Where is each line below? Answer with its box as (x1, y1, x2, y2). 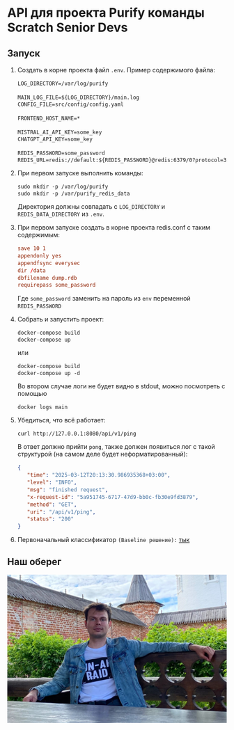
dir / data (17, 267, 47, 274)
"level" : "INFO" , (26, 479, 77, 486)
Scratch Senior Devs (7, 19, 128, 35)
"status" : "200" (26, 516, 75, 523)
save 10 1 (17, 245, 47, 252)
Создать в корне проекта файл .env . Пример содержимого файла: (17, 66, 216, 74)
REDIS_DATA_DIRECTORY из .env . (17, 210, 104, 218)
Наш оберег (7, 555, 62, 568)
